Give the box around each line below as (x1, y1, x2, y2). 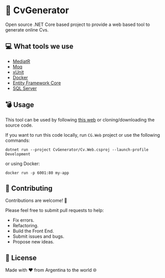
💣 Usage (5, 101, 35, 109)
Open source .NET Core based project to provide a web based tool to (5, 21, 150, 27)
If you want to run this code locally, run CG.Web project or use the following (5, 132, 160, 138)
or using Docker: (5, 160, 40, 167)
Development (5, 151, 30, 157)
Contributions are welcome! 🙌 (5, 198, 68, 204)
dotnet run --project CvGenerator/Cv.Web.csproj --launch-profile (5, 147, 149, 152)
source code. (5, 122, 33, 128)
